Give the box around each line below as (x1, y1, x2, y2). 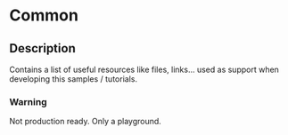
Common (9, 5, 78, 26)
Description (9, 41, 76, 56)
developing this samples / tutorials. (9, 74, 138, 84)
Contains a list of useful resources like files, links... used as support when (9, 64, 279, 75)
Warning (9, 95, 47, 107)
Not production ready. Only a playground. (9, 116, 162, 127)
